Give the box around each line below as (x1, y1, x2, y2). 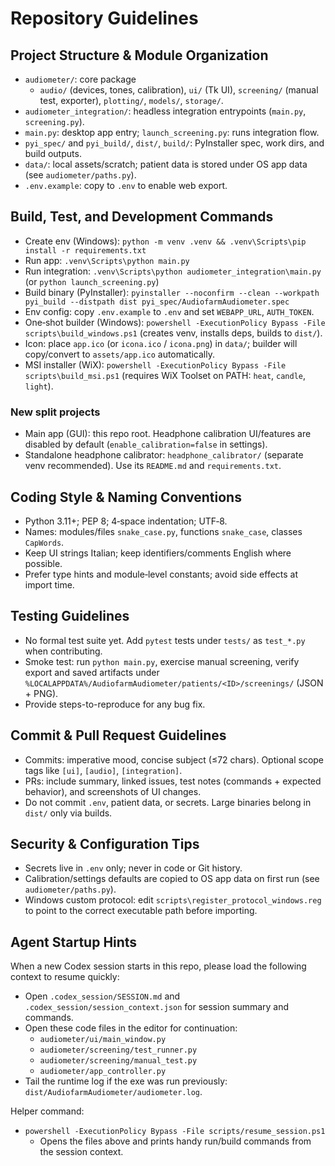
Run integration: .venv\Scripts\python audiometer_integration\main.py (24, 265, 322, 277)
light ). (24, 380, 54, 392)
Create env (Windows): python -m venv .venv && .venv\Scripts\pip (24, 235, 307, 247)
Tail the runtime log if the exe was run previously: (24, 1075, 228, 1087)
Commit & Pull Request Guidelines (10, 727, 227, 744)
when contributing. (24, 645, 103, 657)
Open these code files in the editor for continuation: (24, 1022, 238, 1034)
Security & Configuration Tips (10, 835, 200, 852)
